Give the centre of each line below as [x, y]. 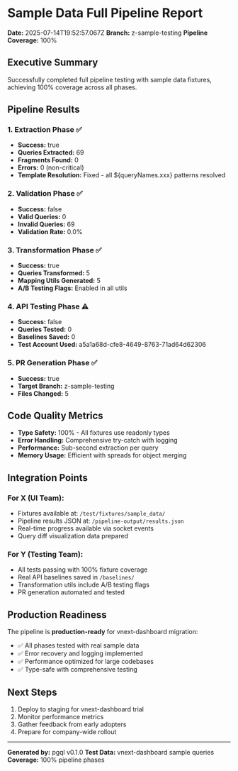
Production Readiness [57, 615]
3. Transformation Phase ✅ [55, 250]
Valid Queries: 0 [42, 216]
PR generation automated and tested [71, 592]
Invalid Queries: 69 [46, 224]
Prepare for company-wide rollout [67, 732]
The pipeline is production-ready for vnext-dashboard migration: [103, 632]
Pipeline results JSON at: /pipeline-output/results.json [101, 521]
